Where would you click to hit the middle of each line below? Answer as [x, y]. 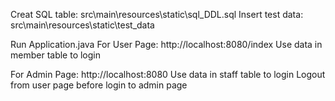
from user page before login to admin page [99, 85]
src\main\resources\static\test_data [82, 25]
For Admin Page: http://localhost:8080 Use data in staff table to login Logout [168, 74]
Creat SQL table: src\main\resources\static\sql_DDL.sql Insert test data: [157, 14]
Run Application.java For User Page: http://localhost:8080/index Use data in [166, 44]
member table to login [56, 55]
